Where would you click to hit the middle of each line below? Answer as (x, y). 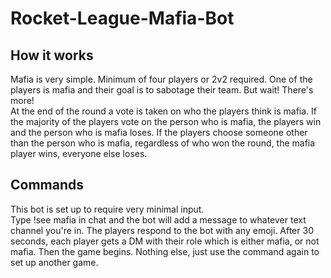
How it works (52, 55)
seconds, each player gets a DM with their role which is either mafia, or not (165, 241)
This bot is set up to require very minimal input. (107, 209)
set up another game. (54, 262)
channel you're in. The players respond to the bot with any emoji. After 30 (162, 230)
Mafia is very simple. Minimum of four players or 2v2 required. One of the (161, 79)
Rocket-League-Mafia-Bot (122, 18)
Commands (47, 185)
